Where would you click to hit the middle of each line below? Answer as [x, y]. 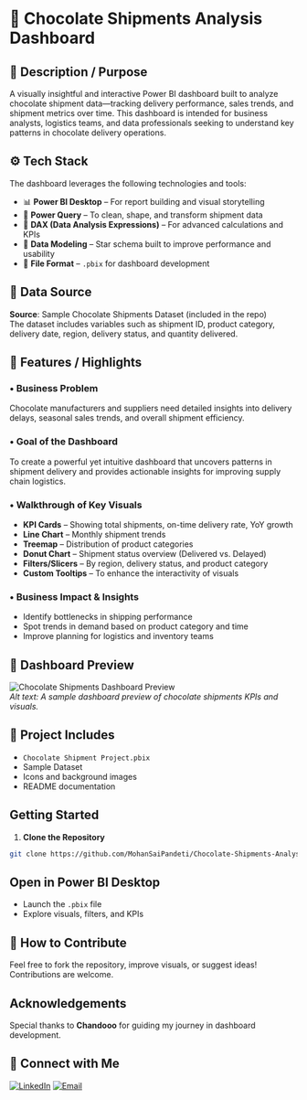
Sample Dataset [53, 766]
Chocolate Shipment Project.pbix [86, 758]
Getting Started [54, 815]
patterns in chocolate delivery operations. [88, 133]
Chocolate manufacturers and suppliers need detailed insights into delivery [151, 408]
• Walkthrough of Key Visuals [76, 505]
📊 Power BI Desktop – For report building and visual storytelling [143, 201]
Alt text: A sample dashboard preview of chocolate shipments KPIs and [144, 697]
